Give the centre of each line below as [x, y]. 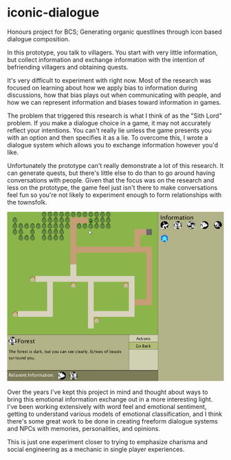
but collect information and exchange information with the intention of [106, 59]
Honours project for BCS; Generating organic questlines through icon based [114, 32]
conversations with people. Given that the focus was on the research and [111, 180]
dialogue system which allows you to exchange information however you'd [113, 145]
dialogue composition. [38, 39]
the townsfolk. [27, 202]
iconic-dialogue [53, 13]
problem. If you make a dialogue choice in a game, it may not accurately [109, 123]
